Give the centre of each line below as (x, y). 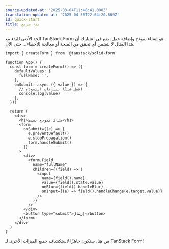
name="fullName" (50, 165)
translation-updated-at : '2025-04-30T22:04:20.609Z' (62, 15)
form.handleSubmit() (50, 143)
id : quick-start (22, 19)
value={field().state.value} (72, 183)
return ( (19, 112)
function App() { (24, 62)
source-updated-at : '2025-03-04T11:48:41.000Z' (57, 10)
